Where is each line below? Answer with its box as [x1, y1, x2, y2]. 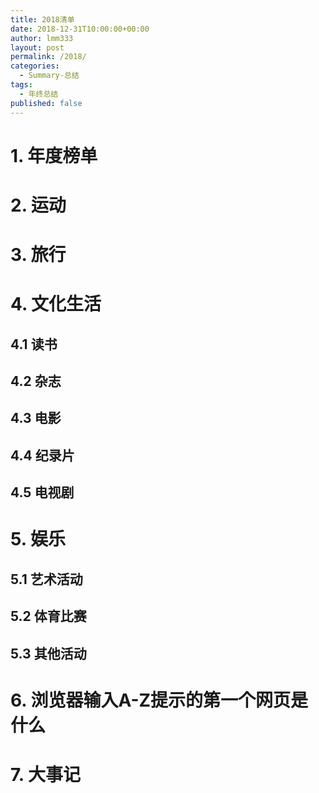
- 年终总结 [19, 89, 59, 99]
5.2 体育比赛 [10, 608, 87, 625]
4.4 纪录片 [10, 447, 75, 464]
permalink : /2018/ [10, 52, 87, 62]
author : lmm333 [10, 33, 74, 43]
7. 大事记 [10, 763, 81, 786]
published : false [10, 98, 83, 108]
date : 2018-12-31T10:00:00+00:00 [10, 24, 150, 34]
